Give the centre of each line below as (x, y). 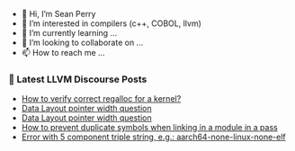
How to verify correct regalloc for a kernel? (101, 99)
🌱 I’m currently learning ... (69, 33)
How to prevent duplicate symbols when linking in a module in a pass (149, 128)
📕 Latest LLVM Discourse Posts (78, 79)
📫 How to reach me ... (63, 53)
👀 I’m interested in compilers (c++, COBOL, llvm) (111, 23)
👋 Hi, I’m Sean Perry (58, 14)
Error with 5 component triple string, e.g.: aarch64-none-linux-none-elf (154, 137)
